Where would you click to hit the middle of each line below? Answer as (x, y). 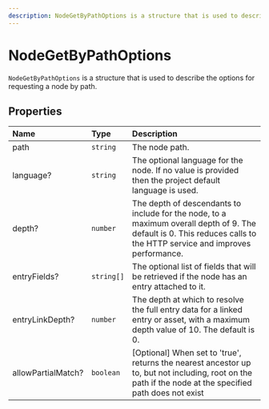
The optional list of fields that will (194, 267)
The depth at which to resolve (188, 300)
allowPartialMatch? (48, 373)
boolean (106, 373)
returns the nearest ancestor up (191, 363)
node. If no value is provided (185, 171)
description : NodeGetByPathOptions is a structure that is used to (123, 16)
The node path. (161, 148)
